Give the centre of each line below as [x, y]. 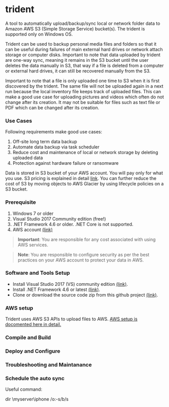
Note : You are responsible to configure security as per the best [83, 254]
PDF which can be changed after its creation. [52, 107]
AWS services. [33, 245]
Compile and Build [28, 338]
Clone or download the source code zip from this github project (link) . [85, 294]
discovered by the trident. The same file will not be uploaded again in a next [84, 86]
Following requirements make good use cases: [54, 132]
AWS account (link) [33, 230]
